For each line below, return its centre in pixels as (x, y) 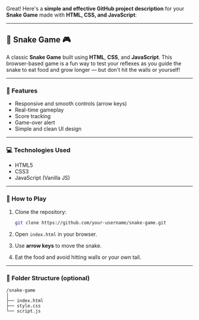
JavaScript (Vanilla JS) (42, 178)
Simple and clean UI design (48, 129)
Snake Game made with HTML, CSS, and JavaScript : (72, 15)
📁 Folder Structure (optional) (48, 278)
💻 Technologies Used (38, 150)
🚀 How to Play (26, 199)
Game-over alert (35, 123)
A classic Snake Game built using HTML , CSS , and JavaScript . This (89, 57)
